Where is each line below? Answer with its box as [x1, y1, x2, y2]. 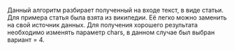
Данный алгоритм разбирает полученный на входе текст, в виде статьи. [7, 6, 224, 14]
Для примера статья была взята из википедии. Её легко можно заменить [7, 13, 227, 22]
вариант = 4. [7, 36, 45, 44]
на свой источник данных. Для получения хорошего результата [7, 21, 198, 29]
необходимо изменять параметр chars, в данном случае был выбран [7, 28, 215, 36]
